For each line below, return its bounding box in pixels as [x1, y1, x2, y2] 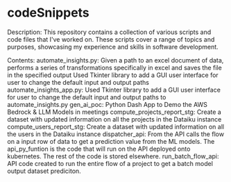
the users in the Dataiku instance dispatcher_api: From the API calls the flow [7, 130, 224, 138]
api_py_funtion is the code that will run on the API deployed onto [7, 144, 191, 153]
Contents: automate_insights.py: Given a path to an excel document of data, [7, 56, 224, 64]
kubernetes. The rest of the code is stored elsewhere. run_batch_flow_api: [7, 151, 219, 160]
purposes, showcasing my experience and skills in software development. [7, 42, 219, 51]
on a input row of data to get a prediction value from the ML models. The [7, 137, 215, 145]
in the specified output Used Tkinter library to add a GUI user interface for [7, 71, 219, 79]
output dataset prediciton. [7, 167, 81, 175]
